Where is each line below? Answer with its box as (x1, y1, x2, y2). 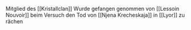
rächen (5, 18, 23, 25)
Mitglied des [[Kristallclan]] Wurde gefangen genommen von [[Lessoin (5, 5, 180, 12)
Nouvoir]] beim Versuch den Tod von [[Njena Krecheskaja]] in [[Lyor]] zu (5, 11, 185, 19)
